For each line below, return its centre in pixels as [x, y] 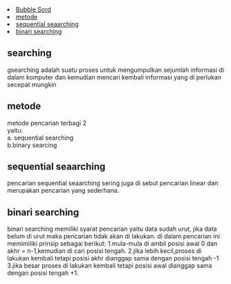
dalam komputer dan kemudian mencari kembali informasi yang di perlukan [114, 77]
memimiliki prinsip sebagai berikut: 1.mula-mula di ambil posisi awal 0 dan [112, 244]
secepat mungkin [32, 84]
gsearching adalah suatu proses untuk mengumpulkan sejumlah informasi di [116, 70]
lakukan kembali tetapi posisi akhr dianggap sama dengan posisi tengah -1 [113, 258]
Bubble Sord [34, 9]
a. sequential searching [40, 138]
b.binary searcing [32, 145]
